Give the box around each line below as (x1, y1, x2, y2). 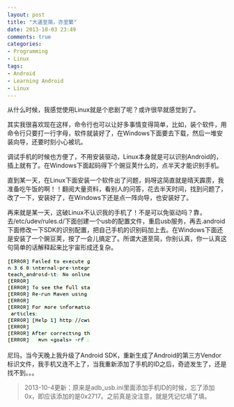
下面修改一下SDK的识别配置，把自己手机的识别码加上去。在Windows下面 (7, 226, 217, 234)
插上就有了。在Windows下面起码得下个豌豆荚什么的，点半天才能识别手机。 (7, 161, 224, 170)
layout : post (7, 11, 45, 18)
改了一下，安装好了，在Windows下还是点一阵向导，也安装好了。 (7, 194, 193, 202)
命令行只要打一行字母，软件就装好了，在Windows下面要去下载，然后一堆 (7, 129, 217, 137)
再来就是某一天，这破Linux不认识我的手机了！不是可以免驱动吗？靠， (7, 208, 206, 217)
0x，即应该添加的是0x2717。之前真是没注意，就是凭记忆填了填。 (24, 392, 211, 401)
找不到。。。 (7, 369, 38, 377)
